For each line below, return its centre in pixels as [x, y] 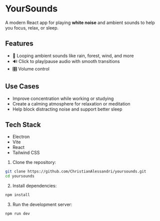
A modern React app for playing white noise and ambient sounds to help [80, 22]
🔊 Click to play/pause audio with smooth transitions [66, 61]
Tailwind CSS [26, 152]
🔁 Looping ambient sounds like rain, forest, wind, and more [73, 55]
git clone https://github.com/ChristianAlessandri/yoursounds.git [76, 171]
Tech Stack [23, 125]
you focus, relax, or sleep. [32, 27]
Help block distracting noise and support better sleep [67, 109]
